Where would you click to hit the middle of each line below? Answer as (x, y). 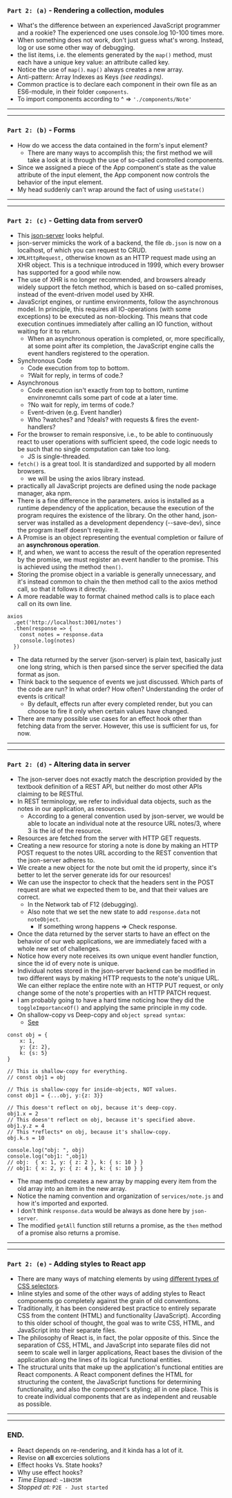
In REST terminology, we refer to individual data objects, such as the (114, 801)
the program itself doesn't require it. (68, 530)
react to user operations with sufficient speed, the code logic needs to (117, 442)
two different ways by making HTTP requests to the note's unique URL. (118, 978)
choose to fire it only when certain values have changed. (108, 711)
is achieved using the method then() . (70, 566)
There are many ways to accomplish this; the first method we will (120, 153)
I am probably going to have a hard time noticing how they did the (111, 1000)
